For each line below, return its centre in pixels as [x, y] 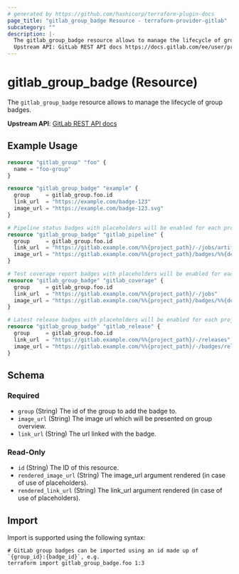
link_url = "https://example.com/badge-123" [83, 202]
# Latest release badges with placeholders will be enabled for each [113, 320]
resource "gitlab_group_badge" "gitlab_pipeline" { [85, 235]
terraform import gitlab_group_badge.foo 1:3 [76, 563]
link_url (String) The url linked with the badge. [87, 434]
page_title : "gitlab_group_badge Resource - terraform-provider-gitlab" [117, 21]
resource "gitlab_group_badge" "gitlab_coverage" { [85, 280]
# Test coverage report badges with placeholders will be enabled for [114, 274]
